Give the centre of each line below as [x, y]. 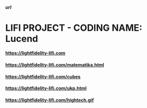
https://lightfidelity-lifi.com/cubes [43, 76]
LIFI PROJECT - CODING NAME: [74, 28]
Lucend [22, 39]
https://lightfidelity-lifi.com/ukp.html [46, 88]
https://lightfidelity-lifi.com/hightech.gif [50, 100]
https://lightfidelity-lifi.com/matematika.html [55, 64]
